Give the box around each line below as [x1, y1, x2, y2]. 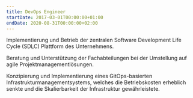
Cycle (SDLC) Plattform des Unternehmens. [6, 43, 114, 50]
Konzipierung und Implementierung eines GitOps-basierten [6, 73, 153, 80]
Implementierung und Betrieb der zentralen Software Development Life [6, 37, 182, 44]
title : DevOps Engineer [6, 8, 66, 15]
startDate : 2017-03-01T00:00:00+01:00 [6, 14, 103, 20]
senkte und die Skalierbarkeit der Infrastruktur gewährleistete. [6, 85, 161, 93]
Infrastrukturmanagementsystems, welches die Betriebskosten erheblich [6, 79, 186, 86]
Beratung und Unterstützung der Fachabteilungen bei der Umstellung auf [6, 55, 188, 62]
